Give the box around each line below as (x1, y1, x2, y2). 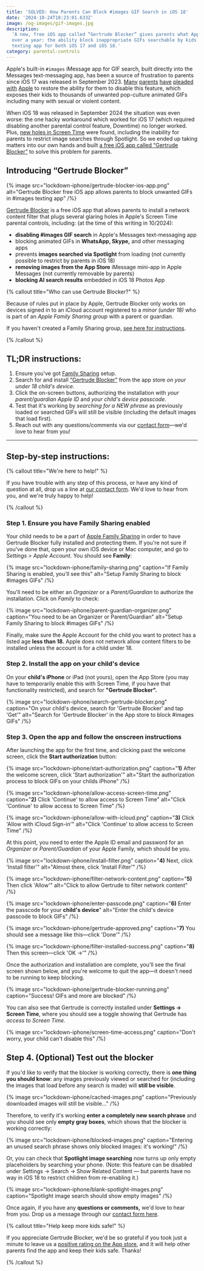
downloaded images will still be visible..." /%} (6, 1100, 120, 1107)
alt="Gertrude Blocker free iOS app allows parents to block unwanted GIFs (6, 188, 193, 195)
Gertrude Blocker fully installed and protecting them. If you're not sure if (6, 539, 187, 547)
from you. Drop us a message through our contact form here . (6, 1210, 159, 1218)
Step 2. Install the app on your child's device (6, 660, 140, 668)
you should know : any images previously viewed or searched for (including (6, 1075, 195, 1082)
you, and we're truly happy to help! (6, 492, 93, 499)
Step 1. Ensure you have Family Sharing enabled (6, 519, 151, 527)
